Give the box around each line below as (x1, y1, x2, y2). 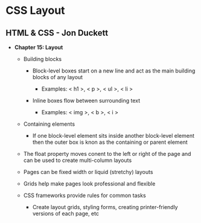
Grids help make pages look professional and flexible (23, 180, 156, 187)
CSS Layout (5, 4, 65, 18)
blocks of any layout (32, 74, 83, 80)
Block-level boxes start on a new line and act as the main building (32, 67, 196, 74)
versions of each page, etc (32, 210, 99, 217)
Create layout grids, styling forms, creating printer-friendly (32, 204, 179, 210)
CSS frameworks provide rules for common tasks (23, 192, 146, 199)
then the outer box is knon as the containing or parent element (32, 138, 188, 146)
